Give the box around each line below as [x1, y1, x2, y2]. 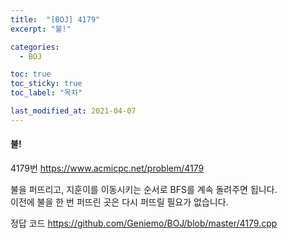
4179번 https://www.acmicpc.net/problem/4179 [10, 162, 205, 174]
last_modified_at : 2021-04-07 [10, 106, 137, 116]
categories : [10, 42, 60, 52]
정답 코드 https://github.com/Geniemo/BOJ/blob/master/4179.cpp [10, 217, 278, 229]
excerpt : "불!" [10, 24, 72, 34]
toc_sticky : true [10, 79, 83, 89]
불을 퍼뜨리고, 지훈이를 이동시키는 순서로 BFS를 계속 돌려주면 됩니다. [10, 183, 278, 195]
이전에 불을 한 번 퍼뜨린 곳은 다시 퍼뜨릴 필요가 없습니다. [10, 196, 229, 208]
